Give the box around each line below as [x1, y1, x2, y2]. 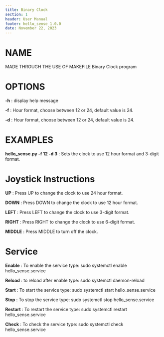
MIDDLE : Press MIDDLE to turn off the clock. [5, 228, 98, 234]
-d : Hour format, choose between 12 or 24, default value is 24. [5, 117, 135, 122]
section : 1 [5, 12, 28, 17]
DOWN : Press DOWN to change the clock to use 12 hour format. [5, 200, 139, 206]
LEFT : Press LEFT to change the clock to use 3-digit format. [5, 209, 130, 215]
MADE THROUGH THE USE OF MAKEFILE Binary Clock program [5, 64, 137, 70]
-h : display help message [5, 98, 59, 104]
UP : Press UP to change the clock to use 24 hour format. [5, 190, 123, 196]
